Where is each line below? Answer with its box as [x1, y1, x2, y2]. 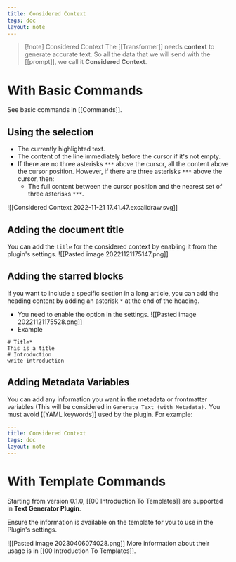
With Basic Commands [7, 82, 143, 99]
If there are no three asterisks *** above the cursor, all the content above [17, 160, 229, 168]
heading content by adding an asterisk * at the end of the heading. [7, 296, 200, 305]
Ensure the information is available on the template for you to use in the [7, 518, 214, 526]
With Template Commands [7, 473, 166, 489]
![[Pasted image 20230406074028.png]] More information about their [7, 539, 210, 547]
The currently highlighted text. [17, 145, 105, 154]
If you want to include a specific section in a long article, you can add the [7, 289, 219, 297]
